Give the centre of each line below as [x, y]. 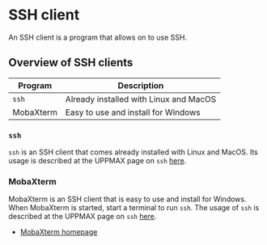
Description [141, 85]
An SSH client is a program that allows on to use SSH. [98, 37]
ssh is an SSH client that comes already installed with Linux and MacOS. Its [133, 152]
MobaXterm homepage [59, 232]
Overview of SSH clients [71, 63]
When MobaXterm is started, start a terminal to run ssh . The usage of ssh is [134, 208]
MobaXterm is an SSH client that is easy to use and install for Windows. [127, 199]
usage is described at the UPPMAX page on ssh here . [97, 161]
